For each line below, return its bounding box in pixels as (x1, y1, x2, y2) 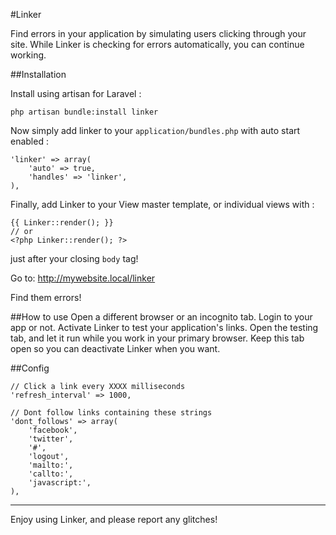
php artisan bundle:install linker (10, 107, 159, 117)
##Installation (10, 69, 67, 80)
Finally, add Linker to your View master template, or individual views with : (10, 199, 315, 210)
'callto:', (28, 469, 74, 479)
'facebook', (28, 425, 78, 435)
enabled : (10, 135, 49, 147)
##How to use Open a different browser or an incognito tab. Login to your (10, 311, 313, 323)
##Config (10, 362, 50, 374)
